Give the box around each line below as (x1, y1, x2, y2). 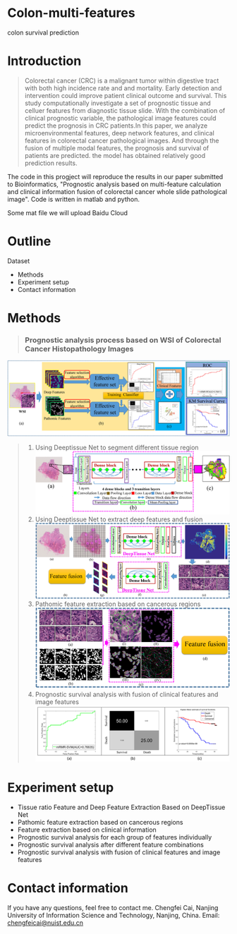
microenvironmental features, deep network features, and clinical (24, 128, 215, 137)
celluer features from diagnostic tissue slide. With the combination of (24, 106, 226, 114)
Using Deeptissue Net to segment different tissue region (35, 443, 199, 451)
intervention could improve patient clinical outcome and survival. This (24, 91, 227, 99)
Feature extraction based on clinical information (17, 825, 157, 834)
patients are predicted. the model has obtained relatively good (24, 151, 206, 159)
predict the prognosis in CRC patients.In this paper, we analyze (24, 121, 208, 130)
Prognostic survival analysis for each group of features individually (17, 832, 212, 841)
